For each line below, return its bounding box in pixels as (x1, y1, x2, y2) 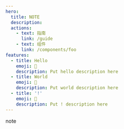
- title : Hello (11, 57, 48, 63)
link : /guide (20, 36, 53, 42)
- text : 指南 (16, 30, 46, 36)
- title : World (11, 74, 48, 80)
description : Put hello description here (16, 69, 118, 74)
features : (5, 52, 30, 58)
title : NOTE (11, 14, 40, 20)
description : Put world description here (16, 85, 118, 91)
